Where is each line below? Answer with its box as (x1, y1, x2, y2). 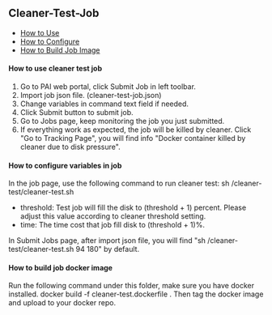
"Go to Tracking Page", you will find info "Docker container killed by (19, 134, 246, 143)
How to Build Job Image (19, 45, 100, 55)
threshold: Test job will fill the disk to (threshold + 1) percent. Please (19, 202, 247, 213)
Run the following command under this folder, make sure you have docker (8, 281, 255, 291)
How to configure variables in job (8, 160, 122, 170)
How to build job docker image (8, 262, 113, 272)
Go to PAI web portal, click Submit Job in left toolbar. (19, 82, 197, 92)
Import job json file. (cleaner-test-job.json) (19, 91, 162, 100)
